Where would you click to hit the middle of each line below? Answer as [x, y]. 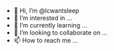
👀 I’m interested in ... [43, 18]
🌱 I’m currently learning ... [50, 25]
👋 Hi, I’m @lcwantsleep [46, 11]
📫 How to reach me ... [46, 40]
